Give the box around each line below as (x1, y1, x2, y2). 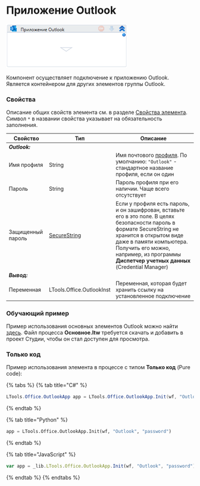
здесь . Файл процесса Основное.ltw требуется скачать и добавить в (6, 329, 183, 336)
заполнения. (6, 122, 38, 129)
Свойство (14, 135, 39, 142)
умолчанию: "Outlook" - (115, 158, 177, 165)
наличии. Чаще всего (115, 185, 170, 193)
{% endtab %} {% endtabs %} (6, 473, 80, 481)
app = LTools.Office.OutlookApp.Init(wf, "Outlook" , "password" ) (6, 429, 171, 435)
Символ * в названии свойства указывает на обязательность (6, 115, 162, 122)
